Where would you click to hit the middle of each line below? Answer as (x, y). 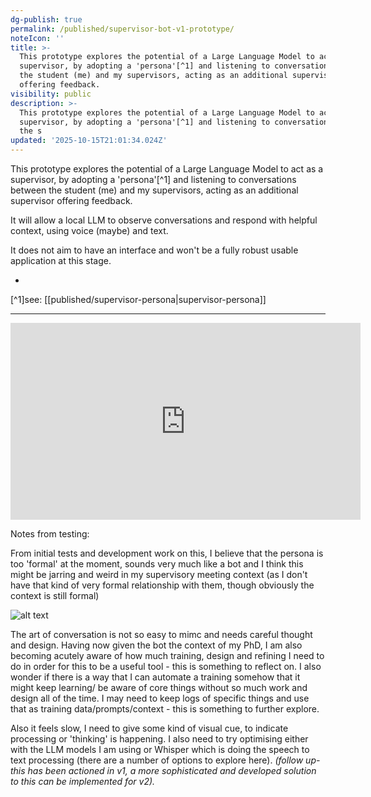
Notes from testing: (50, 534)
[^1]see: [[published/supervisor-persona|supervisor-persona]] (138, 299)
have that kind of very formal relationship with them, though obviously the (162, 585)
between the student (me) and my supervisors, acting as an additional (154, 190)
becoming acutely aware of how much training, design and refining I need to (167, 655)
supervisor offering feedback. (71, 200)
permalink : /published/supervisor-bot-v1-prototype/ (122, 29)
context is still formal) (55, 595)
